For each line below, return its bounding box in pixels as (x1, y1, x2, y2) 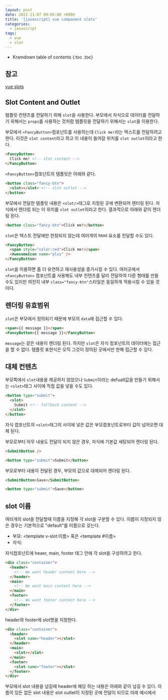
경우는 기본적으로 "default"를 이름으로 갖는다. (10, 522, 100, 529)
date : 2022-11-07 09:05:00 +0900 (5, 12, 75, 17)
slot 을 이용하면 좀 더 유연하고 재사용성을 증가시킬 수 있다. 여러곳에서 (5, 266, 140, 272)
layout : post (5, 7, 33, 13)
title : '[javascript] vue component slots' (5, 17, 98, 22)
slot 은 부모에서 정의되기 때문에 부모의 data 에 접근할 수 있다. (5, 315, 124, 321)
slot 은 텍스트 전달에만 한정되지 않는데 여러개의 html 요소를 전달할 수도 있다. (5, 232, 154, 238)
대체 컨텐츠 (5, 362, 38, 371)
